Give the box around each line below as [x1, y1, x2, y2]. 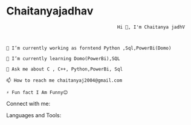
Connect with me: [6, 100, 50, 107]
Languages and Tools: [6, 111, 62, 118]
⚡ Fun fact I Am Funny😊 [6, 89, 68, 96]
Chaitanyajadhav [6, 4, 94, 18]
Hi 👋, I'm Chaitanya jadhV [117, 24, 186, 30]
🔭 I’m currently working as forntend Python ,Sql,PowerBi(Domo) [6, 45, 172, 51]
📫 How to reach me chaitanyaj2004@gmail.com [6, 77, 123, 84]
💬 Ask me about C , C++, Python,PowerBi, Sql [6, 66, 123, 72]
